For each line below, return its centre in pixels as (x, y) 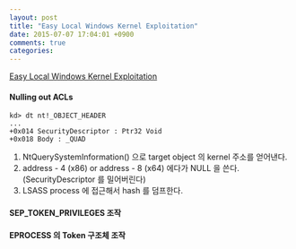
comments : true (38, 43)
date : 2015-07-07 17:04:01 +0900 (72, 34)
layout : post (34, 17)
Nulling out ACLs (41, 97)
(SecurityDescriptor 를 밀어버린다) (84, 179)
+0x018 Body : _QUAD (48, 140)
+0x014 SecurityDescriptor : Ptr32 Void (86, 132)
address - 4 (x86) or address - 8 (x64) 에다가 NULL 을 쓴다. (131, 168)
